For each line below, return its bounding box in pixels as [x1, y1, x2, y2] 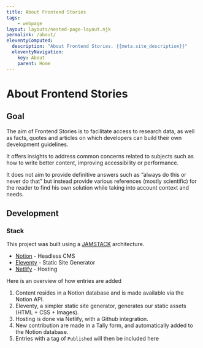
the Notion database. [15, 328, 69, 336]
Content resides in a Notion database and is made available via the [15, 289, 184, 296]
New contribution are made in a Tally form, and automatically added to [15, 322, 193, 329]
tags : [6, 15, 20, 21]
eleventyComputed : [6, 37, 53, 44]
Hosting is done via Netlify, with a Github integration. [15, 315, 148, 323]
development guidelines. [6, 141, 69, 148]
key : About [17, 55, 45, 61]
